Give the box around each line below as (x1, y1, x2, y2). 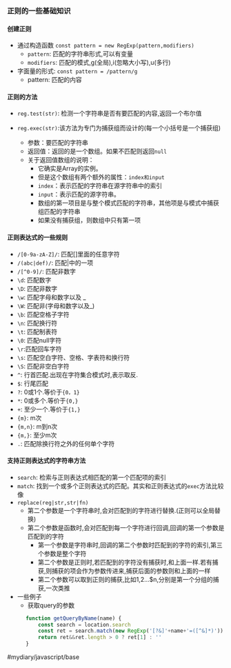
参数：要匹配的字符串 (27, 139, 88, 147)
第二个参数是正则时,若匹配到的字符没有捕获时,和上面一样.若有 (37, 558, 212, 566)
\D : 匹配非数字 (17, 284, 58, 292)
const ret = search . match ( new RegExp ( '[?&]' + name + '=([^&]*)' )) (37, 627, 224, 635)
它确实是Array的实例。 (37, 164, 102, 173)
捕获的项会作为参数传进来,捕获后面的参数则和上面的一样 (51, 567, 211, 575)
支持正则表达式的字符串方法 (7, 456, 86, 465)
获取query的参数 (27, 601, 74, 609)
